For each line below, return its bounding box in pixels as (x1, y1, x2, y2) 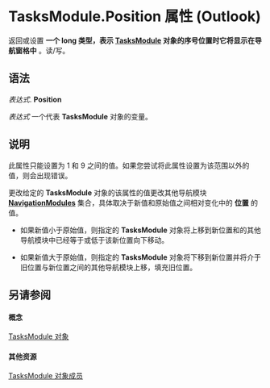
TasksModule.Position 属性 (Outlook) (8, 7, 262, 26)
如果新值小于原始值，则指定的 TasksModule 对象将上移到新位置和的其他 (19, 225, 262, 235)
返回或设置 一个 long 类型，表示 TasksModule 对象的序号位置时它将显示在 (8, 35, 255, 45)
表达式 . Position (8, 94, 62, 104)
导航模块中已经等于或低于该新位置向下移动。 (19, 235, 169, 244)
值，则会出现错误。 (8, 170, 73, 180)
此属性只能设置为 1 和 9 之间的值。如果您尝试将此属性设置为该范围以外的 (8, 161, 250, 170)
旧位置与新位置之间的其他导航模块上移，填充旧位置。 (19, 262, 197, 272)
